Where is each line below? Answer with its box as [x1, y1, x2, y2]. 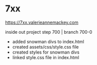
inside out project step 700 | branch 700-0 [5, 29, 93, 35]
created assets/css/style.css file [12, 44, 79, 50]
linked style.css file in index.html [12, 54, 80, 60]
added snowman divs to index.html [12, 38, 85, 45]
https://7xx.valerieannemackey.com [5, 19, 79, 25]
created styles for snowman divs [12, 49, 80, 55]
